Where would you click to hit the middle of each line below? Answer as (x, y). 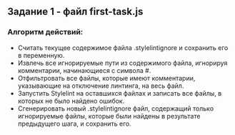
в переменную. (41, 55)
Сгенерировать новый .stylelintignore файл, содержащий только (116, 108)
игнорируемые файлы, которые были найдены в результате (109, 116)
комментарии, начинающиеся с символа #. (84, 70)
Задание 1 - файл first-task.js (75, 12)
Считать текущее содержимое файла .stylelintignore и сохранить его (123, 47)
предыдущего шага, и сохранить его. (75, 124)
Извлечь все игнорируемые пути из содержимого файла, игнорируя (122, 63)
